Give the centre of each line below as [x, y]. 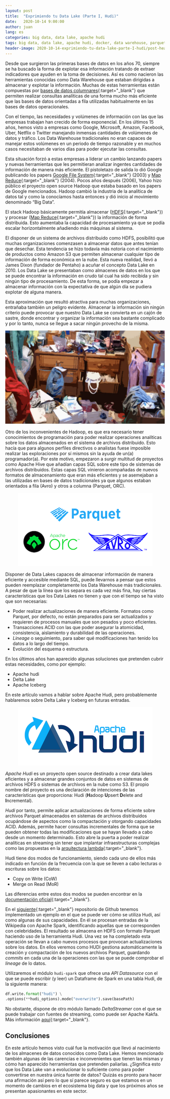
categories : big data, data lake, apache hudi [55, 38]
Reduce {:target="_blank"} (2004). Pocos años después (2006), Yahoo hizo [83, 180]
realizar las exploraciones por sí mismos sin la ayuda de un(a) [70, 453]
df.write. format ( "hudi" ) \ [34, 994]
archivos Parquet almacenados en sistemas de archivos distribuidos [76, 816]
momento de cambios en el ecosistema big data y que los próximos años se [84, 1086]
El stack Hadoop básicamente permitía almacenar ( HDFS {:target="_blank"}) [84, 212]
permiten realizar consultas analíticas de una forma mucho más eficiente [81, 96]
